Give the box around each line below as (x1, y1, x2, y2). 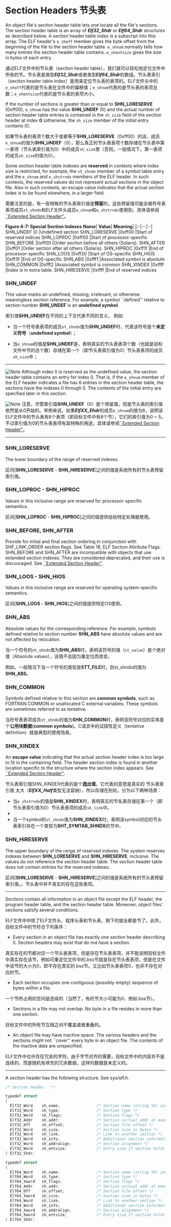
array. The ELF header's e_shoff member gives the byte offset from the (5, 38, 155, 44)
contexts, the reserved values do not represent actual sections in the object (5, 179, 164, 185)
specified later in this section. (5, 390, 67, 397)
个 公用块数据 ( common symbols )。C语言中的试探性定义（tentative (5, 723, 145, 729)
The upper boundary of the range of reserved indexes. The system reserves (5, 847, 165, 853)
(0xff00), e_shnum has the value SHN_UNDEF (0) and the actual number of (5, 106, 160, 113)
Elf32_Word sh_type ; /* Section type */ (10, 1108, 138, 1113)
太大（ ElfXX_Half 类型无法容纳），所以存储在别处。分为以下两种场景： (15, 787, 162, 794)
